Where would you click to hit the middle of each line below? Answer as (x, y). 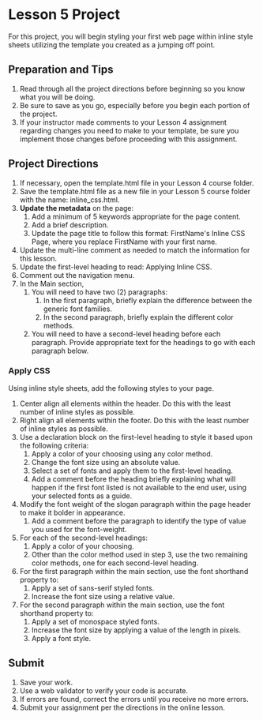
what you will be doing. (57, 97)
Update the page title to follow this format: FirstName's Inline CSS (138, 233)
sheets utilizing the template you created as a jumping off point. (112, 44)
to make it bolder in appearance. (72, 512)
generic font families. (78, 309)
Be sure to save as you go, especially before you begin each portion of (135, 105)
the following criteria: (54, 445)
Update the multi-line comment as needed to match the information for (135, 249)
